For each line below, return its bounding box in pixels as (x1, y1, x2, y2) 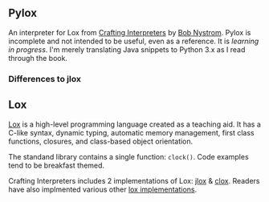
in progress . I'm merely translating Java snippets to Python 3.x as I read (8, 44, 246, 55)
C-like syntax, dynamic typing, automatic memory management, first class (8, 127, 255, 137)
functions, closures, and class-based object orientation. (8, 136, 194, 146)
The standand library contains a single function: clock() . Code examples (8, 151, 249, 161)
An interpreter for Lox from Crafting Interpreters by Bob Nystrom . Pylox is (8, 27, 251, 37)
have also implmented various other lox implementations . (8, 184, 198, 194)
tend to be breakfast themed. (8, 160, 105, 170)
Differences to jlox (8, 73, 82, 84)
